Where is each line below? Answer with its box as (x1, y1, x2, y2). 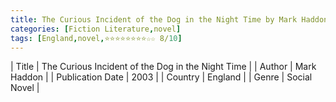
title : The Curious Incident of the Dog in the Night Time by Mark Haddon (10, 14, 329, 25)
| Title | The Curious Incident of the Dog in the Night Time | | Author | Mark (10, 61, 317, 73)
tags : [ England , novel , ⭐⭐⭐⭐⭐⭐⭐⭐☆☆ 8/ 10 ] (10, 33, 183, 43)
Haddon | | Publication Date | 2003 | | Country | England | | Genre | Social (10, 71, 313, 83)
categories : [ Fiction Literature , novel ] (10, 24, 182, 34)
